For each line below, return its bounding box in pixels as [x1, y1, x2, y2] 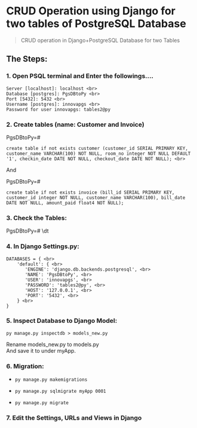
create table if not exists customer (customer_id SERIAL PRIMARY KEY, [6, 145, 188, 151]
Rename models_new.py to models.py [6, 341, 100, 348]
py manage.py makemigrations [14, 377, 88, 383]
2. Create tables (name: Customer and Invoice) [6, 120, 144, 129]
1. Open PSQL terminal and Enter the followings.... [6, 72, 154, 80]
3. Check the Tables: [6, 213, 67, 222]
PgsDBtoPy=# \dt [6, 227, 49, 234]
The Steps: [6, 54, 48, 64]
